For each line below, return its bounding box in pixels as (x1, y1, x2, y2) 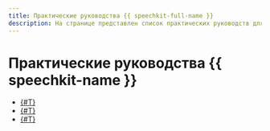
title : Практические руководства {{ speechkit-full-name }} (8, 11, 215, 20)
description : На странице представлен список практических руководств (8, 19, 250, 27)
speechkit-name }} (8, 71, 138, 89)
